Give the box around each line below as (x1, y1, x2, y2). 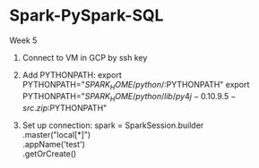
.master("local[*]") (22, 129, 91, 139)
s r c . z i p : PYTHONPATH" (22, 102, 108, 113)
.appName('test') (22, 139, 85, 149)
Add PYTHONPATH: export (22, 69, 123, 80)
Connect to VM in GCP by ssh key (22, 52, 148, 63)
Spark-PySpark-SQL (9, 5, 164, 26)
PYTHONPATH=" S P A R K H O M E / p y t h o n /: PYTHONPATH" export (22, 79, 250, 92)
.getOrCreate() (22, 148, 77, 159)
